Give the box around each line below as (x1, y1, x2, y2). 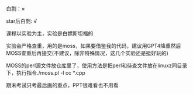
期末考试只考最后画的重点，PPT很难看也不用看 (6, 82, 119, 89)
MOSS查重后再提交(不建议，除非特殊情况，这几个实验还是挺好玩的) (6, 50, 168, 57)
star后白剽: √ (6, 18, 37, 25)
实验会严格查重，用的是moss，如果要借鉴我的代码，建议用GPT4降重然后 (6, 43, 181, 49)
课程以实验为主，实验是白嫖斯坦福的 (6, 30, 94, 37)
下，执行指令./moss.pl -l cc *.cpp (6, 69, 86, 76)
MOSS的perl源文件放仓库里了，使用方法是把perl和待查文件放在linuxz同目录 (6, 62, 188, 69)
